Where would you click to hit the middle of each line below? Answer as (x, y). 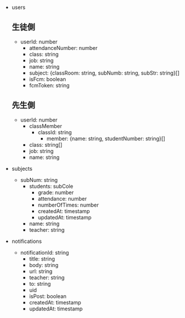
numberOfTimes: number (68, 205)
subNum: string (39, 180)
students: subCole (51, 186)
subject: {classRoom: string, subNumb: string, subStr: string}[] (104, 73)
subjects (22, 168)
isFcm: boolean (47, 79)
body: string (44, 265)
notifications (27, 241)
